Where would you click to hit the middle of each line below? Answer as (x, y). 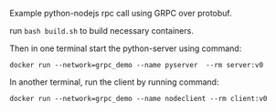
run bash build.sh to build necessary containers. (101, 31)
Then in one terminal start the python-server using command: (126, 48)
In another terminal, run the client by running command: (114, 82)
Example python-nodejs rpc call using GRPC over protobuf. (121, 13)
